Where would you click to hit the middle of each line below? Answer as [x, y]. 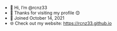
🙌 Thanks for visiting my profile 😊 [45, 13]
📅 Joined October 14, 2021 [37, 18]
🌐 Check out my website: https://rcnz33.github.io [61, 23]
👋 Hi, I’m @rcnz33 [28, 8]
